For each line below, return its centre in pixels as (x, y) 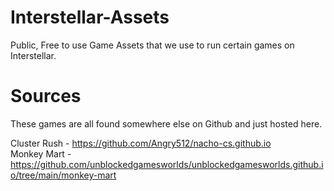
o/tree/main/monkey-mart (63, 175)
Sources (46, 96)
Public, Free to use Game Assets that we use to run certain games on (152, 45)
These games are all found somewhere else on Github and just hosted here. (166, 123)
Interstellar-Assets (90, 17)
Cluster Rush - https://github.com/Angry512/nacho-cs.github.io (141, 143)
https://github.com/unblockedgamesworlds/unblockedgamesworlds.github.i (167, 164)
